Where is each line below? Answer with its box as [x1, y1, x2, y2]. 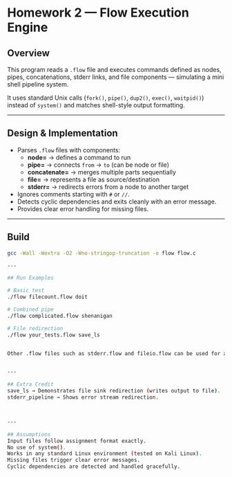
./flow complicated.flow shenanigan [7, 312, 113, 319]
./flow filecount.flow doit [7, 294, 88, 300]
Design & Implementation [7, 127, 119, 139]
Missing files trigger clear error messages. [7, 457, 140, 464]
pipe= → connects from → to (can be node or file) [27, 161, 169, 169]
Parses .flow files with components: [17, 145, 121, 154]
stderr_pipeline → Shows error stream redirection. [7, 394, 159, 401]
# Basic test [7, 287, 45, 294]
